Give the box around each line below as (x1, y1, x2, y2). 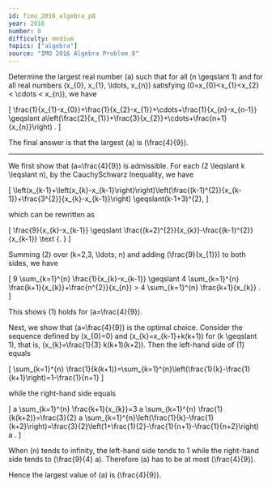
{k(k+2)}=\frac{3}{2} (8, 413, 77, 422)
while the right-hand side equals (8, 388, 117, 398)
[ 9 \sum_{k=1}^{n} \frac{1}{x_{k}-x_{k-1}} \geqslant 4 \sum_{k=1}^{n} (8, 274, 240, 284)
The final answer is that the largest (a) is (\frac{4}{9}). (8, 138, 189, 147)
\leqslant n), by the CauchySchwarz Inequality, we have (8, 169, 194, 179)
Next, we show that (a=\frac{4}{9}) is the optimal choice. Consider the (8, 323, 243, 332)
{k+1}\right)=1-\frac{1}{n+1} (8, 373, 100, 382)
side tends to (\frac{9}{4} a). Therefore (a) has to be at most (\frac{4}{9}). (8, 455, 256, 464)
